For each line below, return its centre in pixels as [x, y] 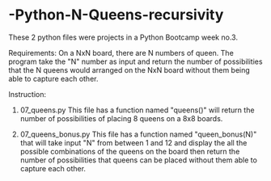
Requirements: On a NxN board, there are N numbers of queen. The [121, 53]
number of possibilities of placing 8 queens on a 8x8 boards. [121, 118]
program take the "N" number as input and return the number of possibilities [135, 61]
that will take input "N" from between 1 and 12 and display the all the [133, 142]
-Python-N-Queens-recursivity [116, 15]
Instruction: [28, 94]
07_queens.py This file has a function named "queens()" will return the [137, 110]
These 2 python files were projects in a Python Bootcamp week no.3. [123, 37]
